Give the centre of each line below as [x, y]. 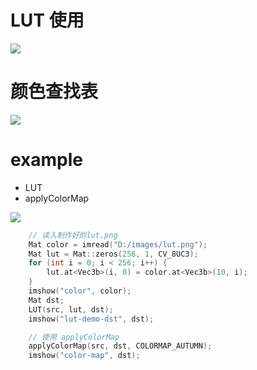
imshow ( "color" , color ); [80, 291]
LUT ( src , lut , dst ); [71, 309]
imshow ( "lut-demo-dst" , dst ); [91, 319]
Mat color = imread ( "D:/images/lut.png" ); [118, 244]
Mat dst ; [46, 300]
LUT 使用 [47, 20]
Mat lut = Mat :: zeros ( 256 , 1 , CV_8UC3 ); [113, 254]
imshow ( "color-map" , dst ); [84, 356]
